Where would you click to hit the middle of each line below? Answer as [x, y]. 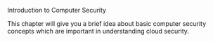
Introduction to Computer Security [57, 10]
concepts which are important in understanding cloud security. [98, 31]
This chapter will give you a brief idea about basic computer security [107, 23]
